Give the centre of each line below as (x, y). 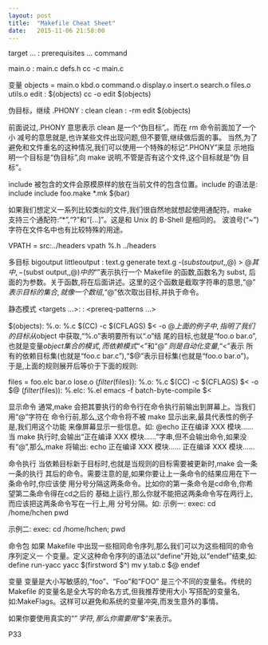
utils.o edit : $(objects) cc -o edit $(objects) (80, 94)
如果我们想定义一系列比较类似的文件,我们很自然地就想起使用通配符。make (130, 210)
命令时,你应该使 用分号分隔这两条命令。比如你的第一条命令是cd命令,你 (130, 484)
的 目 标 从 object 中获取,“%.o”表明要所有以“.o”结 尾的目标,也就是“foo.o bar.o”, (133, 336)
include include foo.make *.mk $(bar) (69, 193)
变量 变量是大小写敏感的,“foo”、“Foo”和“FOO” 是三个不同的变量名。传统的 (130, 582)
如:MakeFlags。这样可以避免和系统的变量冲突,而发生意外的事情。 (116, 601)
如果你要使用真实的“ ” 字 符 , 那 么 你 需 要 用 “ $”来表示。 (93, 619)
